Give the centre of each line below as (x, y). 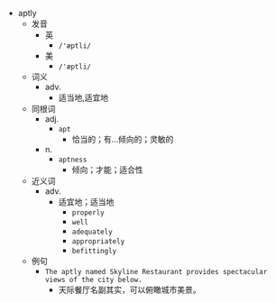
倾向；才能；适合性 (107, 170)
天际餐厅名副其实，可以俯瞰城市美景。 (129, 289)
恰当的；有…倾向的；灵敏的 (123, 139)
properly (88, 213)
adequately (92, 232)
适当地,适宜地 (83, 97)
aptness (73, 160)
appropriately (98, 242)
